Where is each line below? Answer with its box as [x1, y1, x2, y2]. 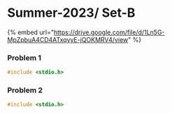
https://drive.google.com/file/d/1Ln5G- [53, 28, 166, 36]
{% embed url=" [7, 28, 55, 36]
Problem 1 [7, 52, 42, 62]
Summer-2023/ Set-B [7, 5, 136, 21]
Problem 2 [7, 85, 43, 95]
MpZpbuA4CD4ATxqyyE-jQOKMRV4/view [7, 35, 129, 43]
